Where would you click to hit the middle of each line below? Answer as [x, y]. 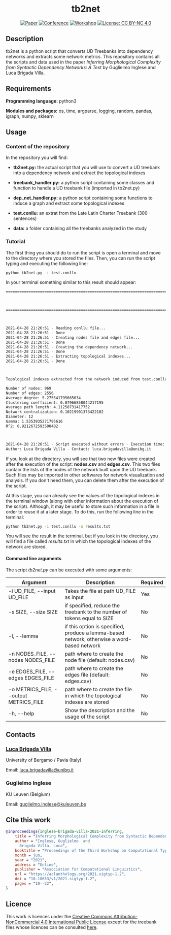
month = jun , [29, 855]
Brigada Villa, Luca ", [43, 846]
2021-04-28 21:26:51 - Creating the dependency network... [70, 347]
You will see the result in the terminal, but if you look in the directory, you [82, 536]
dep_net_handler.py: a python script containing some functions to [83, 198]
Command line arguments [34, 559]
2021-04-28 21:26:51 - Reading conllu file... [56, 328]
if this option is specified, [95, 626]
